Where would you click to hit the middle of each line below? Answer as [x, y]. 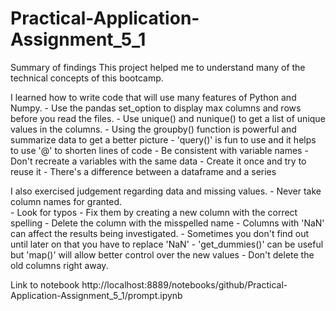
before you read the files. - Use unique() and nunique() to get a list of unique [168, 118]
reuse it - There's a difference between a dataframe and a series [143, 171]
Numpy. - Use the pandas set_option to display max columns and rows [156, 108]
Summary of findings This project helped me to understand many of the [158, 67]
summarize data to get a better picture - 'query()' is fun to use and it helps [163, 139]
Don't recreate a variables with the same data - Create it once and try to [158, 161]
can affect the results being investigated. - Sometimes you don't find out [160, 233]
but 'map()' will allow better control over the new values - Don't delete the [162, 254]
